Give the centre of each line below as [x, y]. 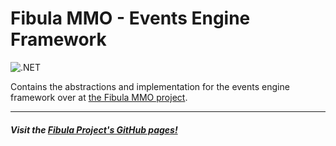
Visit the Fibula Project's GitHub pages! [94, 129]
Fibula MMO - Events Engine [130, 18]
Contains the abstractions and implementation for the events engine [150, 86]
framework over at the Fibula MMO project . [99, 97]
